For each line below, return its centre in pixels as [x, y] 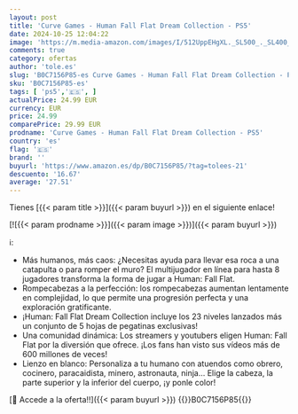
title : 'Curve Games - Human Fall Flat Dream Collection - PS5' [130, 26]
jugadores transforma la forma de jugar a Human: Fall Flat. [128, 279]
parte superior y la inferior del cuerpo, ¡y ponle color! [119, 383]
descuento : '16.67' [45, 174]
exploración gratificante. [67, 308]
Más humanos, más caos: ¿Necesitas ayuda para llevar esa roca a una [150, 260]
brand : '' [27, 157]
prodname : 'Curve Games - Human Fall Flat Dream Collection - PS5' [137, 133]
